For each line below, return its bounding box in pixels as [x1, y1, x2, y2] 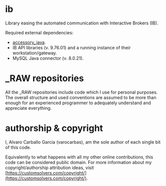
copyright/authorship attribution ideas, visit [5, 165, 94, 171]
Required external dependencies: [5, 29, 73, 35]
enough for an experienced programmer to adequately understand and [5, 100, 151, 106]
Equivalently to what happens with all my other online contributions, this [5, 154, 153, 160]
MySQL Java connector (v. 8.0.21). [12, 55, 84, 61]
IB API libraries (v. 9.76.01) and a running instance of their [12, 44, 131, 50]
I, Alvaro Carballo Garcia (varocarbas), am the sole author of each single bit [5, 139, 161, 145]
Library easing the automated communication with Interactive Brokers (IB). [5, 20, 158, 26]
